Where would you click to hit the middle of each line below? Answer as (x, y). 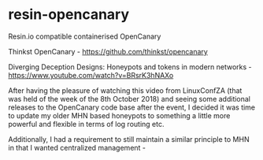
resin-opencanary (69, 15)
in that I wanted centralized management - (77, 147)
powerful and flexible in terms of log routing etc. (86, 124)
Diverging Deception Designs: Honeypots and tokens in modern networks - (130, 67)
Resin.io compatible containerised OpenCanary (85, 36)
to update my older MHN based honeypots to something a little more (119, 115)
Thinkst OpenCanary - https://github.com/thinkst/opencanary (108, 51)
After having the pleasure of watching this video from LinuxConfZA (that (125, 90)
